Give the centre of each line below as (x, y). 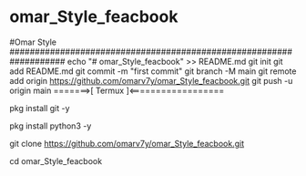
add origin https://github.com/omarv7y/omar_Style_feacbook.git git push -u (151, 80)
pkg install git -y (40, 108)
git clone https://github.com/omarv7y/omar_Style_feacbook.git (127, 143)
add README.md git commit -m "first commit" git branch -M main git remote (153, 71)
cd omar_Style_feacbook (56, 160)
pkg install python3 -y (51, 126)
